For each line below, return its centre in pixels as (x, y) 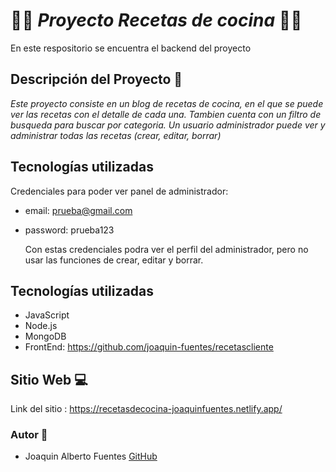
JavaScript (47, 315)
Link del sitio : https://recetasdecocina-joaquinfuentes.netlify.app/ (146, 409)
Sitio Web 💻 (49, 379)
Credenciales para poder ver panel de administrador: (119, 191)
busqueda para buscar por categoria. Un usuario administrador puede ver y (168, 125)
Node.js (41, 326)
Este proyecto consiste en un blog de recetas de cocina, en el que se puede (167, 103)
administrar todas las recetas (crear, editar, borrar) (116, 135)
